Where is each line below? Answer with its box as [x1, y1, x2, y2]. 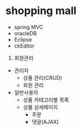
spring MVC [14, 23, 44, 31]
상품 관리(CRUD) [22, 74, 63, 81]
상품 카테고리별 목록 [22, 96, 69, 103]
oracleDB [14, 29, 37, 36]
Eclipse [14, 36, 32, 43]
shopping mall [5, 4, 77, 18]
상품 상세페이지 [22, 103, 58, 110]
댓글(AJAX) [31, 118, 59, 125]
